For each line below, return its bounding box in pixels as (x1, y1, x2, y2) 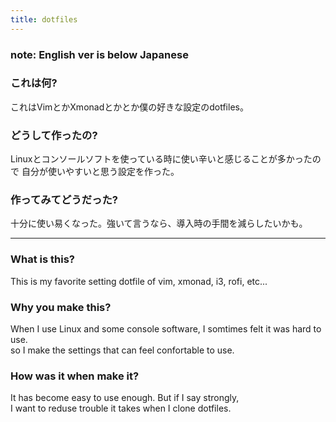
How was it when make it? (10, 369, 140, 383)
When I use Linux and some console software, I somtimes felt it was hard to (10, 323, 322, 335)
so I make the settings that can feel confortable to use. (10, 344, 235, 356)
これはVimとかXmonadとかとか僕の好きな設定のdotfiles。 (10, 101, 249, 113)
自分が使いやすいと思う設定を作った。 (21, 166, 180, 178)
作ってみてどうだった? (10, 193, 118, 207)
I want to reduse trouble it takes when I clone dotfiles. (10, 402, 232, 415)
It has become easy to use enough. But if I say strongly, (10, 392, 240, 404)
